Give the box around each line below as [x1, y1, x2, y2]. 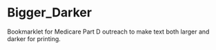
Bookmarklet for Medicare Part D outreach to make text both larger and [7, 27, 210, 36]
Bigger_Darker [7, 5, 92, 21]
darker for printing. [7, 34, 61, 42]
